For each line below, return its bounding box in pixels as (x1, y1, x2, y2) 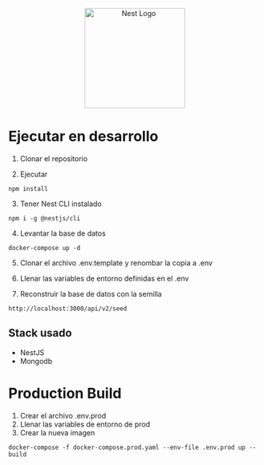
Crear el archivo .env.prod (19, 410, 107, 420)
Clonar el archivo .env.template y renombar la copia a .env (19, 257, 213, 268)
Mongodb (19, 356, 53, 366)
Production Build (8, 384, 122, 402)
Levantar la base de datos (19, 228, 106, 238)
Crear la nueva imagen (19, 427, 95, 437)
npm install (8, 184, 48, 192)
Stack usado (8, 326, 72, 340)
